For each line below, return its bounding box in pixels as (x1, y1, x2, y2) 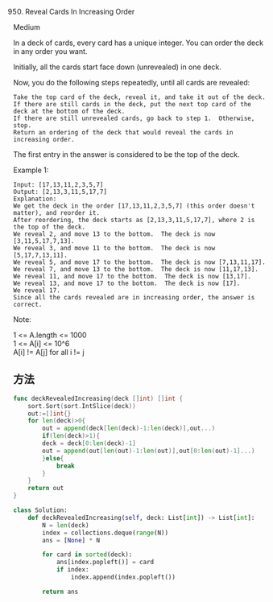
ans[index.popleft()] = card (56, 559, 155, 567)
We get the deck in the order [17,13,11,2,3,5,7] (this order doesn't (13, 202, 255, 210)
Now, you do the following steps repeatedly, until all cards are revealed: (13, 78, 250, 87)
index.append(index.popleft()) (70, 573, 176, 582)
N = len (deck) (42, 521, 89, 530)
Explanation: (13, 195, 57, 203)
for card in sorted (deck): (42, 550, 133, 559)
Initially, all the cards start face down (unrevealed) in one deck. (13, 62, 222, 72)
